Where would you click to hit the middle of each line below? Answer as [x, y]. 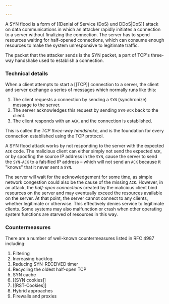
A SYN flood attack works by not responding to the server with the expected [84, 146]
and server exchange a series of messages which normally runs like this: [81, 90]
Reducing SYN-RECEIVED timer [45, 264]
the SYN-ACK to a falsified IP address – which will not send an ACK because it [83, 162]
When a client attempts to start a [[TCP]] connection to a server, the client [82, 85]
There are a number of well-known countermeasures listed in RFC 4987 [80, 238]
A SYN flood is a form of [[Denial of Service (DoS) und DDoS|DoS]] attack [82, 24]
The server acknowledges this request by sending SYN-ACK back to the [86, 110]
